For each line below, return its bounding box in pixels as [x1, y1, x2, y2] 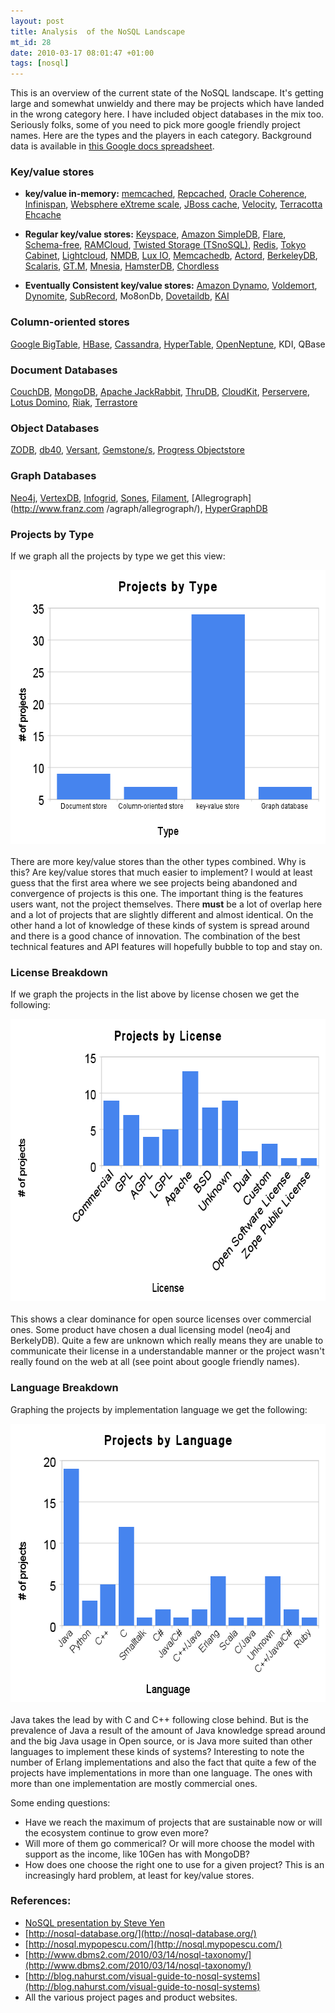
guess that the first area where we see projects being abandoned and [10, 876, 298, 889]
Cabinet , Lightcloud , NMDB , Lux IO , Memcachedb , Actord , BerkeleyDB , [24, 250, 318, 262]
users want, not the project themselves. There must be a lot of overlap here [10, 898, 323, 910]
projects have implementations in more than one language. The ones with [10, 1766, 313, 1779]
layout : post [10, 16, 65, 26]
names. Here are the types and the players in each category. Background [10, 130, 312, 142]
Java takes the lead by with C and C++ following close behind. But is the [10, 1713, 309, 1725]
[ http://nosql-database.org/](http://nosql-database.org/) [24, 1927, 257, 1939]
